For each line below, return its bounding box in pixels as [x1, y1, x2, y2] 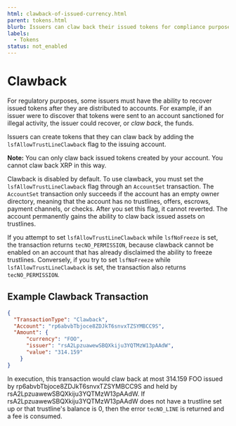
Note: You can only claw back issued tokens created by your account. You [7, 153, 223, 162]
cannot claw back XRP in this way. [7, 161, 107, 169]
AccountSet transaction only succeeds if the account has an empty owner [7, 189, 220, 198]
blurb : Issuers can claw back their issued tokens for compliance [7, 23, 206, 30]
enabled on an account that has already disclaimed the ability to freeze [7, 247, 213, 257]
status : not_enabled [7, 43, 68, 50]
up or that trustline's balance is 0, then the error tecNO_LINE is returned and [7, 404, 225, 413]
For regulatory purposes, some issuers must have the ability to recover [7, 96, 212, 105]
